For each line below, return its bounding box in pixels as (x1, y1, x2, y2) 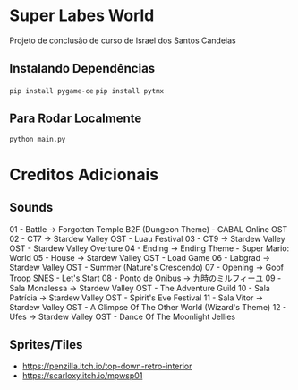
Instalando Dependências (9, 61, 156, 76)
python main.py (9, 134, 66, 143)
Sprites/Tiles (9, 337, 83, 352)
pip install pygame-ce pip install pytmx (9, 86, 164, 95)
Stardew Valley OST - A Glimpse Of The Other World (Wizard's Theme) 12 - (9, 301, 287, 312)
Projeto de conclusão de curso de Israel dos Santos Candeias (9, 35, 236, 46)
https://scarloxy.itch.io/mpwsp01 (21, 370, 143, 381)
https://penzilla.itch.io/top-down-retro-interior (21, 360, 192, 372)
